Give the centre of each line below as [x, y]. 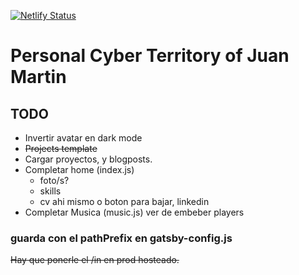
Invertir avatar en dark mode [83, 138]
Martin [38, 77]
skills [50, 191]
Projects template [61, 148]
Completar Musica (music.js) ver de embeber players [134, 212]
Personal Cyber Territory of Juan [150, 56]
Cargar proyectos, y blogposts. [88, 159]
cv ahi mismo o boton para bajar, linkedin [124, 201]
